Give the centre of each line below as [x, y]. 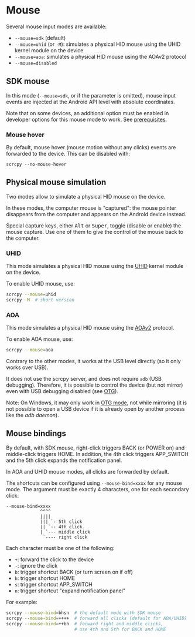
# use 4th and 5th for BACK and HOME [120, 629]
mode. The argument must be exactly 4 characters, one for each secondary [97, 489]
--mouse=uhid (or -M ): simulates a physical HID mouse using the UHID [97, 44]
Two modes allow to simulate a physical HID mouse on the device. [86, 196]
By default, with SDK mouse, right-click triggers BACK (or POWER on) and [95, 448]
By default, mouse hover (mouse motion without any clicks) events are [91, 147]
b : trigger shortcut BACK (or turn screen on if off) [74, 572]
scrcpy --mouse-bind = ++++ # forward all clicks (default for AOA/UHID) [97, 618]
